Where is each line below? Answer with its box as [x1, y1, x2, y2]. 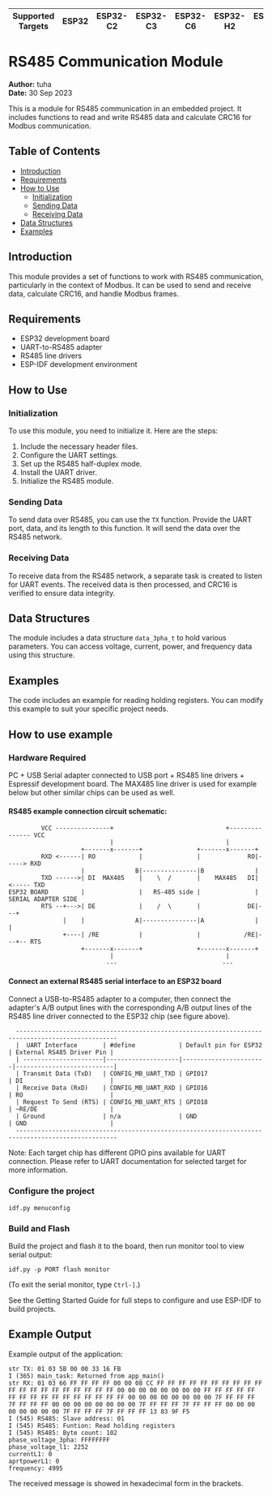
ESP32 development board [19, 334, 110, 343]
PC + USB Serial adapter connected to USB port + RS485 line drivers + [8, 770, 245, 780]
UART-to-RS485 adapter [19, 343, 103, 352]
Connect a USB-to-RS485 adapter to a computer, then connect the [8, 994, 232, 1004]
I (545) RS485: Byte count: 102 [8, 1429, 117, 1437]
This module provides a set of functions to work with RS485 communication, [8, 271, 264, 281]
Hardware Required [8, 752, 87, 763]
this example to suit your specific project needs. [8, 704, 168, 714]
